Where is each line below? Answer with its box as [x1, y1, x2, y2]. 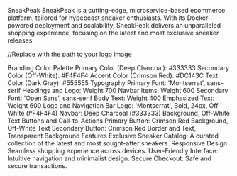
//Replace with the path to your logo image [7, 50, 133, 58]
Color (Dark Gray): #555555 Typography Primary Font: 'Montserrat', [7, 79, 206, 87]
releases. [7, 36, 34, 45]
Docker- [187, 13, 211, 22]
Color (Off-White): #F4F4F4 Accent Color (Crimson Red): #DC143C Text [7, 71, 219, 79]
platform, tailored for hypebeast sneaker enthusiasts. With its [7, 13, 186, 22]
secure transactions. [7, 162, 67, 170]
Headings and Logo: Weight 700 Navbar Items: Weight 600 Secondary [22, 87, 228, 94]
